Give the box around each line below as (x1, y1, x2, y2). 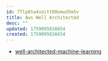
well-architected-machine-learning (14, 48, 102, 55)
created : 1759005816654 (6, 31, 66, 37)
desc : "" (6, 20, 28, 26)
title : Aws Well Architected (6, 14, 79, 21)
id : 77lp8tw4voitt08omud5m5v (6, 8, 79, 15)
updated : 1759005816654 (6, 25, 66, 32)
